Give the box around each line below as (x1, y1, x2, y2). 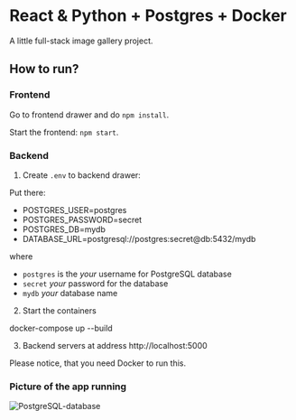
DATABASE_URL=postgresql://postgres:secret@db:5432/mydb (22, 233, 256, 244)
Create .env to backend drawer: (22, 169, 142, 181)
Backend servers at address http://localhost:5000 (22, 340, 208, 350)
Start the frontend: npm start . (9, 126, 119, 137)
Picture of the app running (9, 380, 127, 393)
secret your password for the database (22, 277, 169, 289)
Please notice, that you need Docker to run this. (9, 358, 187, 369)
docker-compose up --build (9, 322, 113, 333)
